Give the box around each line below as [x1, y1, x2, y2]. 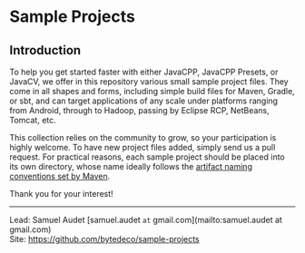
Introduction [9, 43, 82, 58]
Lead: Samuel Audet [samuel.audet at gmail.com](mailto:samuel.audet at [9, 215, 283, 225]
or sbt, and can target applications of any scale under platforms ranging [9, 95, 279, 106]
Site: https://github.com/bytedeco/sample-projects [9, 234, 200, 244]
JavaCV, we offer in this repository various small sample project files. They [9, 76, 289, 87]
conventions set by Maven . [9, 170, 111, 181]
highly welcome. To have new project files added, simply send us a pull [9, 142, 276, 152]
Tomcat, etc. [9, 115, 56, 125]
